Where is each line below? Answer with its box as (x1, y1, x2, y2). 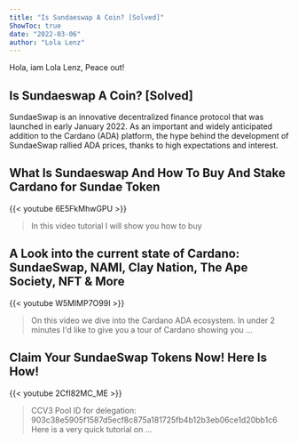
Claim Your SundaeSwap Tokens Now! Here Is (9, 350, 268, 366)
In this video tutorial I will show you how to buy (30, 220, 202, 231)
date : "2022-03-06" (9, 29, 82, 38)
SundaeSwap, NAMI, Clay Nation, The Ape (9, 260, 248, 276)
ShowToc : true (9, 21, 62, 30)
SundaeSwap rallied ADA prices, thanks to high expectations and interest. (9, 140, 278, 151)
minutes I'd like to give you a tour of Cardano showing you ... (30, 324, 253, 334)
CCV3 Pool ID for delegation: (30, 405, 137, 415)
